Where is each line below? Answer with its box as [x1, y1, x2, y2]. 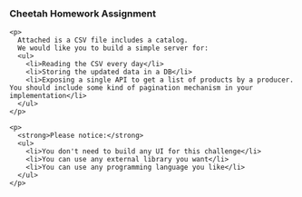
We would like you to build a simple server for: [17, 44, 209, 53]
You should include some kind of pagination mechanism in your [9, 84, 254, 93]
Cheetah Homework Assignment [9, 7, 157, 20]
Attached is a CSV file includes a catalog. [17, 35, 189, 45]
